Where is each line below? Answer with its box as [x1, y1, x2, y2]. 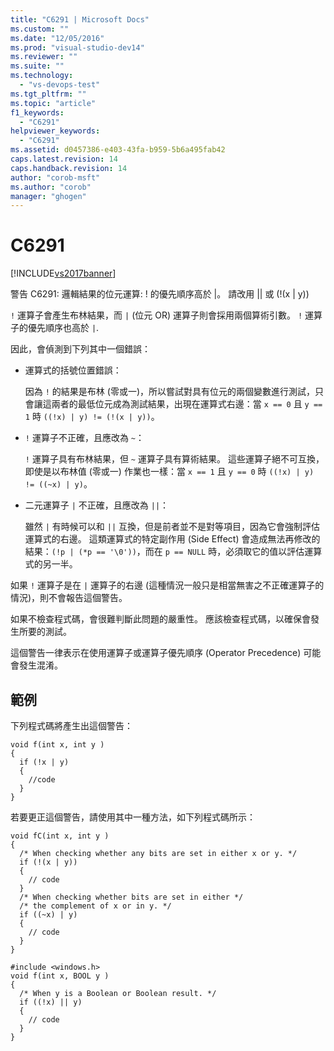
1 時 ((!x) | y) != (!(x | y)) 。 [24, 411, 160, 423]
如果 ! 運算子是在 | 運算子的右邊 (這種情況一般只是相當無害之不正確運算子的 [10, 579, 325, 591]
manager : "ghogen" [10, 191, 87, 201]
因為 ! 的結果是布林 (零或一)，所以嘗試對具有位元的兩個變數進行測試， [24, 386, 315, 398]
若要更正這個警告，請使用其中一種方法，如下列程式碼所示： [10, 811, 256, 823]
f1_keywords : [10, 107, 65, 118]
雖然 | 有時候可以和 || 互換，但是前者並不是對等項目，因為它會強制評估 [24, 521, 321, 533]
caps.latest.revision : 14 [10, 154, 118, 164]
